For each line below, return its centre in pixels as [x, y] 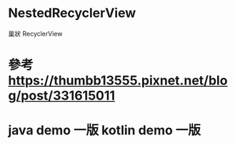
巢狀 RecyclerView [35, 33]
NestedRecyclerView [72, 13]
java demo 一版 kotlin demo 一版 [105, 130]
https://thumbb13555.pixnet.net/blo [118, 81]
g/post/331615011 [62, 96]
